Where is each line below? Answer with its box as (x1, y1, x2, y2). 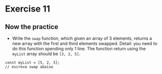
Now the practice (5, 23, 59, 31)
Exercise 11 (5, 3, 50, 15)
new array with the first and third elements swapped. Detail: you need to (12, 41, 158, 46)
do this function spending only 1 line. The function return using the (12, 46, 146, 51)
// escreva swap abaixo (5, 64, 54, 69)
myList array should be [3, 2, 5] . (12, 51, 81, 57)
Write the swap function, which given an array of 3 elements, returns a (12, 35, 152, 41)
